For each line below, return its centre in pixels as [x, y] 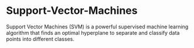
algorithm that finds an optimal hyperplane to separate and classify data [93, 32]
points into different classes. [40, 39]
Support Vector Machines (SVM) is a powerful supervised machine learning [97, 27]
